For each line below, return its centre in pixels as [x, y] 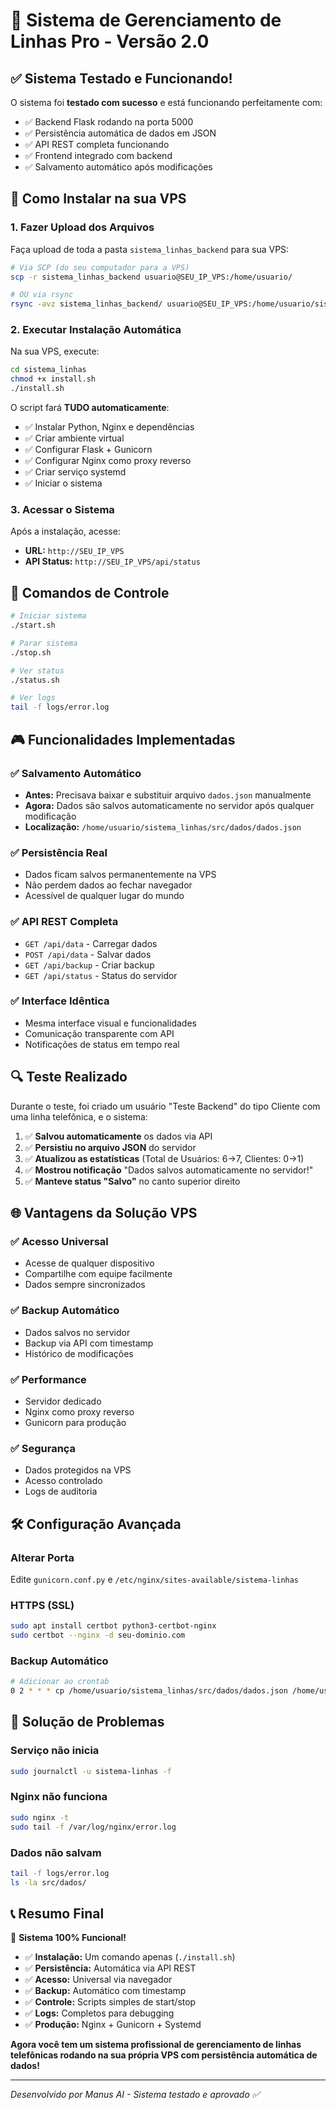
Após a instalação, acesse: [65, 531]
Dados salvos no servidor [77, 1332]
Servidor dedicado [63, 1401]
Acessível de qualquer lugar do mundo [104, 896]
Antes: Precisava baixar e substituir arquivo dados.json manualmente [168, 795]
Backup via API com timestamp [89, 1343]
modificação [50, 816]
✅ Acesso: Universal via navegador [98, 1980]
